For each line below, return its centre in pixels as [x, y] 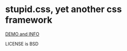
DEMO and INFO [22, 34]
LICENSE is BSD [22, 43]
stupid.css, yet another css [63, 9]
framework [29, 20]
